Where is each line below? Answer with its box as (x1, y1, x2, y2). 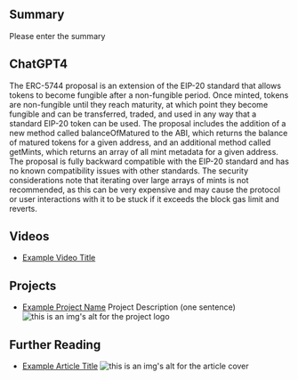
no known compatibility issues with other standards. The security (9, 165, 249, 176)
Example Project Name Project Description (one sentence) (21, 302, 236, 312)
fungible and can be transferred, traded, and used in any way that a (9, 109, 257, 119)
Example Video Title (21, 253, 96, 263)
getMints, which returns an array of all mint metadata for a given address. (9, 146, 278, 157)
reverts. (9, 203, 38, 214)
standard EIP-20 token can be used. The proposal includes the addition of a (9, 117, 286, 128)
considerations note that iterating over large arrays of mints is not (9, 174, 249, 185)
